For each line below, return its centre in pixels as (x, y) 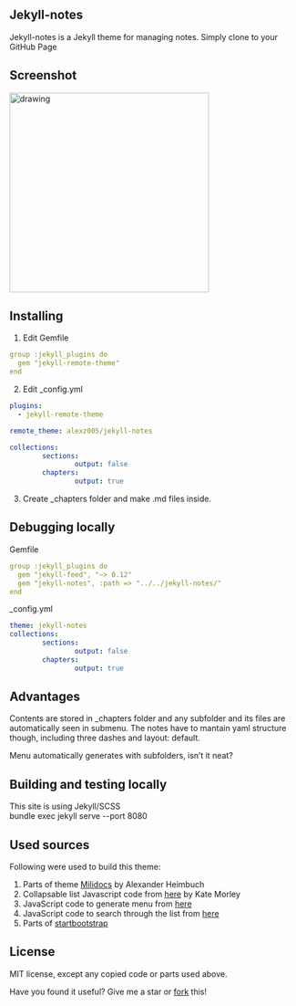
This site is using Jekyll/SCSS (65, 806)
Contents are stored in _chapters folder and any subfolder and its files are (148, 718)
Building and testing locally (88, 784)
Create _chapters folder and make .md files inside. (117, 499)
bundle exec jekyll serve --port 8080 (78, 816)
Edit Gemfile (46, 338)
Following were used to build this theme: (85, 867)
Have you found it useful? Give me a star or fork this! (108, 991)
